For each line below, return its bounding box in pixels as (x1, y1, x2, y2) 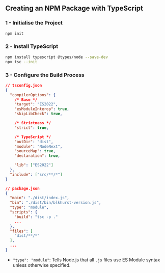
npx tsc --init (5, 59, 38, 64)
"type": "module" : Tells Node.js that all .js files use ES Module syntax (12, 257, 160, 263)
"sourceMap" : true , (14, 149, 56, 154)
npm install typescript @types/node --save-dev (5, 54, 108, 60)
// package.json (5, 186, 40, 191)
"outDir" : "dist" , (14, 139, 53, 144)
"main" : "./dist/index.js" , (10, 196, 70, 201)
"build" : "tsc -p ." (14, 214, 58, 220)
